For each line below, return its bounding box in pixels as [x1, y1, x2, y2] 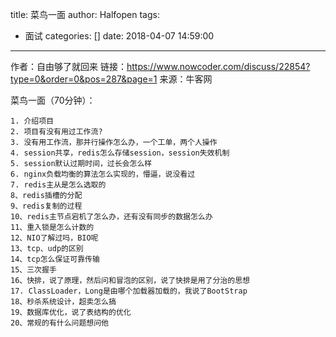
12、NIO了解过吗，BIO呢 [10, 233, 99, 243]
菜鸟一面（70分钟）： [10, 94, 96, 106]
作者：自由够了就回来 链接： [10, 61, 127, 72]
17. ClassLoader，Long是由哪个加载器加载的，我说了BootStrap [10, 286, 248, 296]
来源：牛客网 [159, 73, 213, 85]
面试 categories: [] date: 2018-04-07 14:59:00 [24, 30, 215, 42]
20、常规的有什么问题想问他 [10, 318, 110, 328]
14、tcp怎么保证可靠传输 [10, 254, 100, 264]
